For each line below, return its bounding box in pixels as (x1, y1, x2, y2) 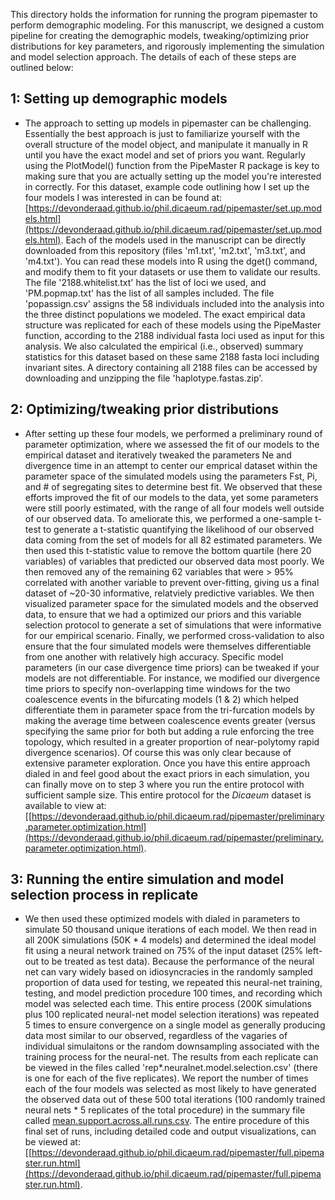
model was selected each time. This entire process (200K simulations (24, 998, 312, 1010)
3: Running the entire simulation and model (10, 871, 285, 888)
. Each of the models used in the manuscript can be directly (60, 234, 307, 246)
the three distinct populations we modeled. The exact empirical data (24, 308, 306, 320)
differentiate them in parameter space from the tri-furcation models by (24, 704, 315, 716)
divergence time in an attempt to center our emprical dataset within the (24, 459, 318, 471)
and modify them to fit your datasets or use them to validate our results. (24, 265, 321, 278)
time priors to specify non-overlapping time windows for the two (24, 682, 291, 694)
